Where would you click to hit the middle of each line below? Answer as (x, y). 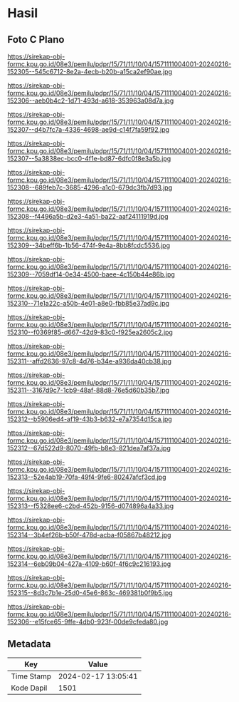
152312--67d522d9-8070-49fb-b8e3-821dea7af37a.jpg (89, 448)
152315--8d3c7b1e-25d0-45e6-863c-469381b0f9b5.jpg (90, 593)
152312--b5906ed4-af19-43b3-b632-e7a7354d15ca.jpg (90, 419)
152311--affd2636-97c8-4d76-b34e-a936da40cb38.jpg (90, 361)
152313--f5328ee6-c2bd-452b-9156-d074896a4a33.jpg (91, 506)
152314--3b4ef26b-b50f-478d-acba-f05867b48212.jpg (89, 535)
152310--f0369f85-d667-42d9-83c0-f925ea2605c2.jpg (90, 332)
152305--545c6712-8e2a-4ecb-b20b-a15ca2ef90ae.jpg (90, 72)
